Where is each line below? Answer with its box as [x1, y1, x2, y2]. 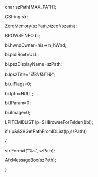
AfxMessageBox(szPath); [5, 157, 56, 163]
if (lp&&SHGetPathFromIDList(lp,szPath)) [5, 128, 87, 134]
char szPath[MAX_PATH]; [5, 4, 57, 10]
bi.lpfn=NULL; [5, 91, 33, 96]
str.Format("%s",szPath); [5, 148, 55, 153]
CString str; [5, 14, 28, 19]
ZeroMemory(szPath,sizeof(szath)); [5, 23, 77, 29]
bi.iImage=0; [5, 110, 31, 115]
